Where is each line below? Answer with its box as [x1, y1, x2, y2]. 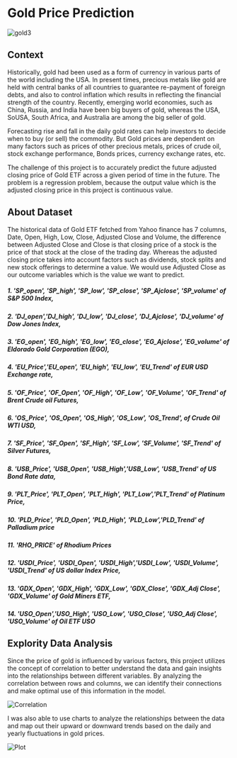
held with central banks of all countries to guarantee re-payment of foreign [7, 83, 226, 91]
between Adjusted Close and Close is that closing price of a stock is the [7, 240, 217, 249]
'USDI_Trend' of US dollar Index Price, [7, 566, 122, 575]
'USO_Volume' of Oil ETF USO [7, 617, 96, 625]
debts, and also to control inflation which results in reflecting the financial [7, 90, 221, 99]
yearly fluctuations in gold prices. [7, 729, 105, 737]
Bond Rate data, [7, 472, 57, 480]
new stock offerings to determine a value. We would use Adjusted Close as [7, 262, 226, 271]
